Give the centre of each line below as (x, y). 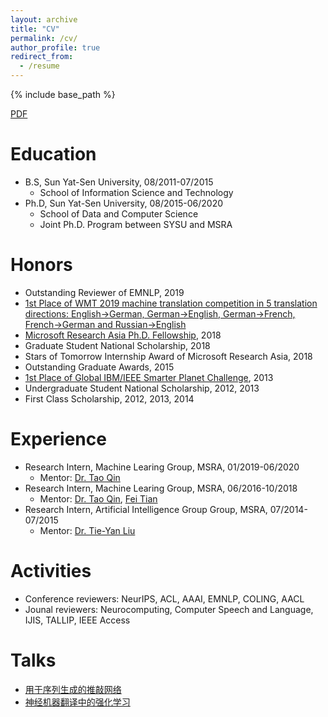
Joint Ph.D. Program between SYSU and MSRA (136, 224)
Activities (51, 571)
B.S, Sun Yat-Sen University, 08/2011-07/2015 (119, 182)
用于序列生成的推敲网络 (73, 689)
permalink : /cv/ (44, 38)
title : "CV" (35, 29)
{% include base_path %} (63, 94)
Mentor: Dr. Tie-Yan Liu (87, 530)
